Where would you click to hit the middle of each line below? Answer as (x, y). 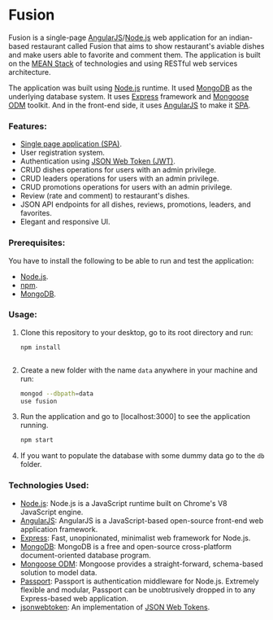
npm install (40, 347)
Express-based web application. (74, 598)
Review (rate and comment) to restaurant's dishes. (105, 196)
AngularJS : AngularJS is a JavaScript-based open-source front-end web (142, 520)
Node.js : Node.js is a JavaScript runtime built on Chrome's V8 (123, 503)
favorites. (36, 213)
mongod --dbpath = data (57, 393)
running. (34, 426)
